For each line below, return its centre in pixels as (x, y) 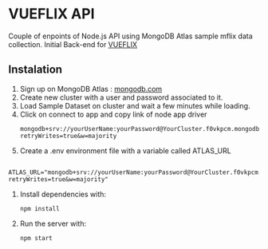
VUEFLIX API (51, 14)
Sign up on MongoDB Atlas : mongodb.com (91, 89)
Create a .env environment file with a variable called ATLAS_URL (125, 150)
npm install (39, 208)
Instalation (35, 70)
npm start (36, 238)
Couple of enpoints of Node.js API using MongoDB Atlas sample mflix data (130, 36)
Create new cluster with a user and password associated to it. (121, 97)
